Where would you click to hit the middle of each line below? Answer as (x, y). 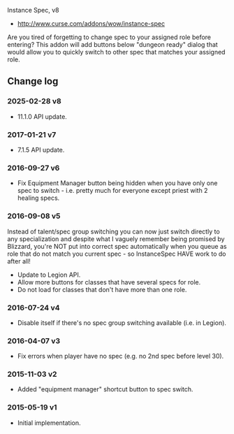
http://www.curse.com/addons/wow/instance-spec (91, 23)
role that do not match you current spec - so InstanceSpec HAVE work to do (117, 254)
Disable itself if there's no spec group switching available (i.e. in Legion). (122, 323)
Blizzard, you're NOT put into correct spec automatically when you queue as (117, 246)
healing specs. (38, 198)
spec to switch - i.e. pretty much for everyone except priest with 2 (112, 191)
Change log (33, 81)
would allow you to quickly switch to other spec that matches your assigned (116, 52)
